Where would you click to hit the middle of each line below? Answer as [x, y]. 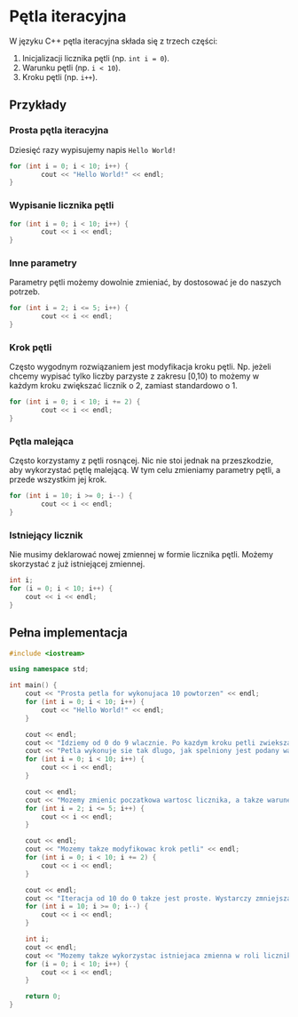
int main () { [33, 685]
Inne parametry [43, 263]
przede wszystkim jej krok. [58, 480]
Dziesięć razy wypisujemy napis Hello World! [93, 149]
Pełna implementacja [69, 633]
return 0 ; [43, 997]
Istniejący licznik [46, 535]
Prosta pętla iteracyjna [59, 131]
